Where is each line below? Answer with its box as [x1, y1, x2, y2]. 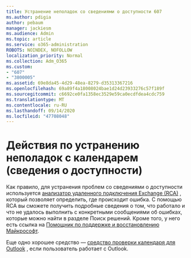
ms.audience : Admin [6, 31, 54, 37]
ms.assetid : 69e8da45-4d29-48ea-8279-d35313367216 [6, 80, 133, 86]
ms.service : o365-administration [6, 42, 88, 48]
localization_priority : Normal [6, 53, 83, 59]
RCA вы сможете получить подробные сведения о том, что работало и [6, 202, 186, 209]
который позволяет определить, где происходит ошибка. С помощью [6, 196, 182, 203]
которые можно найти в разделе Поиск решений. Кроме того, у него [6, 215, 180, 222]
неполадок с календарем [6, 151, 139, 165]
